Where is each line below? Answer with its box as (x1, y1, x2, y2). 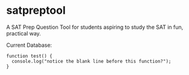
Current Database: (6, 41, 53, 49)
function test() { (6, 53, 53, 59)
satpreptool (6, 4, 66, 17)
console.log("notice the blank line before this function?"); (11, 58, 171, 64)
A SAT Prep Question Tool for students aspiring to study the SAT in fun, (6, 23, 184, 31)
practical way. (6, 29, 41, 37)
